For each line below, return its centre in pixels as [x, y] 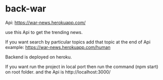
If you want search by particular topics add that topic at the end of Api [78, 42]
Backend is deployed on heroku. [38, 57]
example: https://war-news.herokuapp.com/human [58, 47]
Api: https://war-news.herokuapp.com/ [46, 22]
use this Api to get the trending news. [44, 32]
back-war [26, 9]
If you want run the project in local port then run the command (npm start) [82, 66]
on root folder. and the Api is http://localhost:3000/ [58, 72]
